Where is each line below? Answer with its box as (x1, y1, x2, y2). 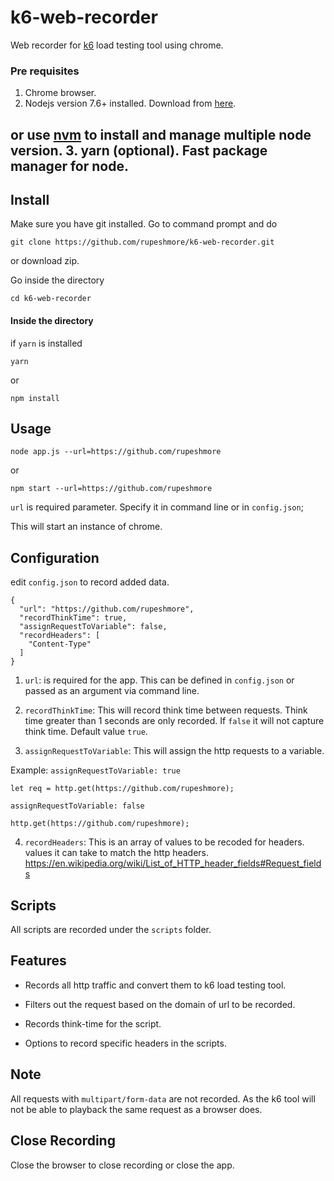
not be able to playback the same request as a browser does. (10, 1103, 263, 1115)
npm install (10, 393, 60, 403)
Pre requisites (10, 64, 80, 78)
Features (10, 952, 67, 970)
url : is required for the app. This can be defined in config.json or (24, 674, 295, 686)
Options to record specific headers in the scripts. (24, 1037, 227, 1049)
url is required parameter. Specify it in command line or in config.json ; (10, 501, 304, 513)
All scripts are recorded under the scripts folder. (10, 924, 212, 936)
